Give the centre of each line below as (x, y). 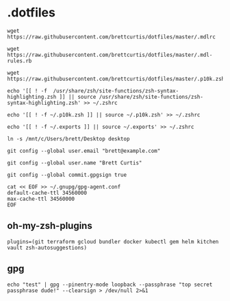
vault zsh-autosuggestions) (47, 248)
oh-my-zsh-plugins (50, 226)
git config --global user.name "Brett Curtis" (75, 162)
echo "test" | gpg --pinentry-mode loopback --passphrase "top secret (110, 285)
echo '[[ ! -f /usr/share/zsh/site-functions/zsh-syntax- (93, 91)
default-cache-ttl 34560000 (47, 193)
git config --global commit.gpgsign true (67, 175)
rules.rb (20, 61)
